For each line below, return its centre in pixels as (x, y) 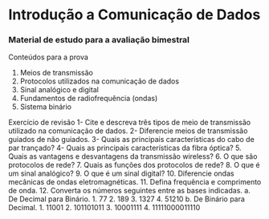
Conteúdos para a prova (48, 57)
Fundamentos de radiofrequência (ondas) (89, 99)
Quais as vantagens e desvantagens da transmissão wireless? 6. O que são (133, 156)
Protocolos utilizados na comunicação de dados (99, 81)
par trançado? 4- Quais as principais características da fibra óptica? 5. (125, 148)
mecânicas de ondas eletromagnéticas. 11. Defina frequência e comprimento (135, 182)
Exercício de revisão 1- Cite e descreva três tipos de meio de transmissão (130, 123)
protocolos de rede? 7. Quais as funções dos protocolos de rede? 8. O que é (134, 165)
